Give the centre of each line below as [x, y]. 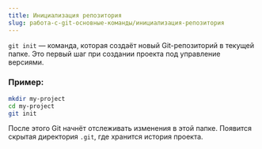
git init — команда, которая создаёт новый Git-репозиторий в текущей [131, 45]
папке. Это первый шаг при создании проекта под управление [114, 54]
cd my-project [32, 106]
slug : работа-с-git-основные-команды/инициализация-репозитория [116, 23]
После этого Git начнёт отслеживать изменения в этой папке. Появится [130, 129]
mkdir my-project [37, 99]
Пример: [26, 82]
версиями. [26, 62]
